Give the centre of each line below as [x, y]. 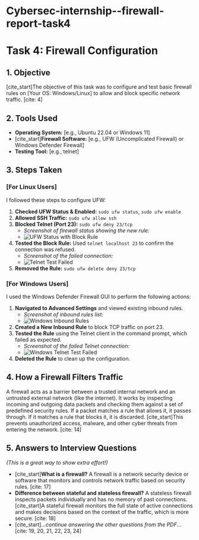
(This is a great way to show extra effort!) [57, 462]
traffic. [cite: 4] [24, 100]
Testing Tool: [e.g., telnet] [47, 151]
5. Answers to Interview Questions [72, 448]
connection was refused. [45, 249]
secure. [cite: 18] [35, 518]
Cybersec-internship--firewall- [85, 11]
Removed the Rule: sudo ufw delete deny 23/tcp [75, 268]
